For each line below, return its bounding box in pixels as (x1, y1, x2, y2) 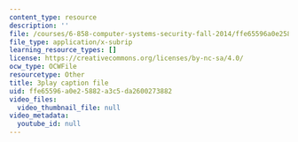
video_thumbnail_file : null (17, 103, 122, 112)
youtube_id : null (17, 120, 82, 129)
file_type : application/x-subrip (9, 37, 133, 47)
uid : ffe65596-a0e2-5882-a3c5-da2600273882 (9, 86, 173, 95)
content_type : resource (9, 12, 98, 22)
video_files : (9, 94, 58, 104)
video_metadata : (9, 111, 69, 120)
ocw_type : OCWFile (9, 63, 77, 71)
